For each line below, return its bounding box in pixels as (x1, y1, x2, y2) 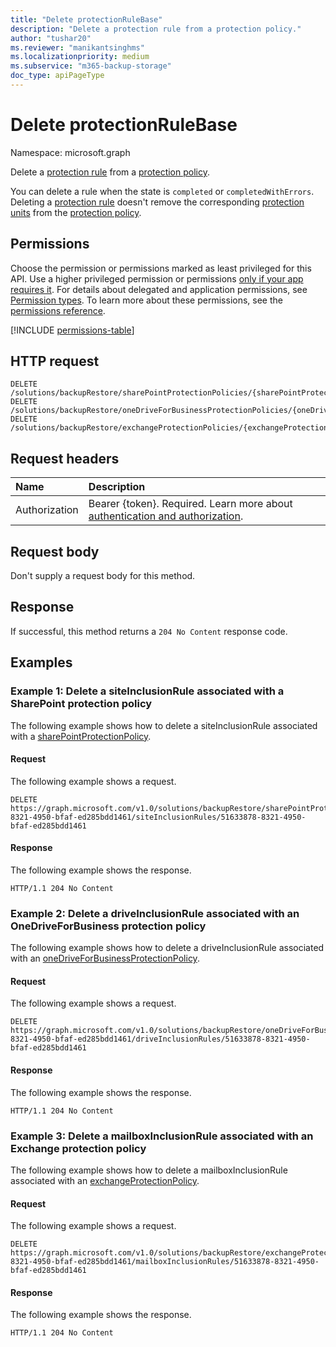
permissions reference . (10, 304, 106, 316)
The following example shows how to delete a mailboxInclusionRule (10, 1164, 288, 1176)
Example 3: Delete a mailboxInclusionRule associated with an (10, 1129, 314, 1143)
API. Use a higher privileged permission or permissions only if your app (10, 272, 304, 285)
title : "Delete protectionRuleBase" (10, 14, 163, 25)
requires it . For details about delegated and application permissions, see (10, 283, 308, 295)
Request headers (10, 450, 120, 467)
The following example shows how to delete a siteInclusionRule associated (10, 719, 318, 731)
